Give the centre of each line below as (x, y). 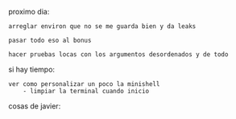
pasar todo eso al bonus (50, 40)
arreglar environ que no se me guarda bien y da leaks (102, 27)
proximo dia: (29, 12)
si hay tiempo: (31, 69)
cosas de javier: (35, 106)
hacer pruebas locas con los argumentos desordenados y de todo (118, 55)
